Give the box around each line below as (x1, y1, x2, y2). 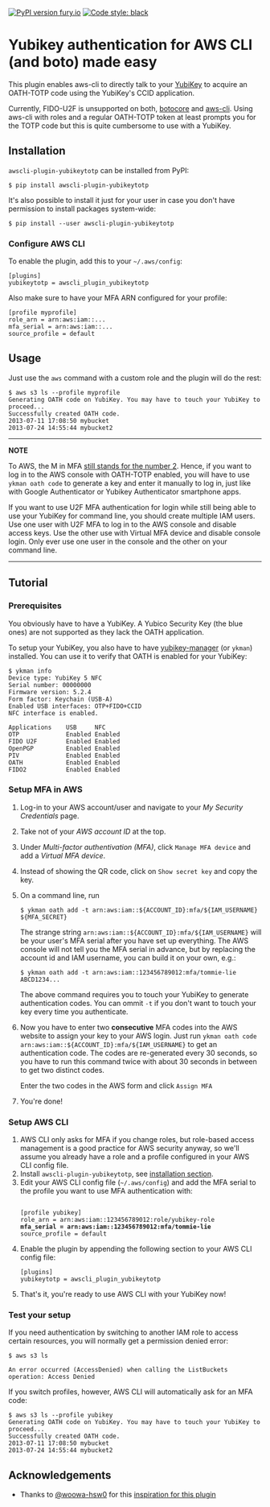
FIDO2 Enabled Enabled (8, 765, 121, 773)
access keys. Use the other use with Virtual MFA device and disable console (8, 528, 261, 537)
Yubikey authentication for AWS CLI (8, 36, 253, 54)
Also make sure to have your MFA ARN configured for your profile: (8, 293, 227, 303)
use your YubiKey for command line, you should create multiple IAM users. (8, 511, 256, 520)
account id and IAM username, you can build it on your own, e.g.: (19, 953, 236, 963)
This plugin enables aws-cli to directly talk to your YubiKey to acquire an (8, 79, 247, 89)
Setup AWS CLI (8, 1116, 69, 1128)
